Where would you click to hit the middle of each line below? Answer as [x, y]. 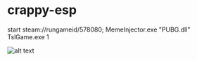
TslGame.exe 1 [28, 36]
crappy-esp [42, 10]
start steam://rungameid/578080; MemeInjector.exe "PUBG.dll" [99, 29]
